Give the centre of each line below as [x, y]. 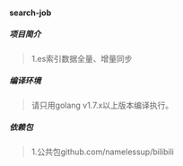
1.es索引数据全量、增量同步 [82, 58]
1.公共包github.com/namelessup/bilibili [103, 152]
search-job [30, 13]
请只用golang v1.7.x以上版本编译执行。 [102, 105]
